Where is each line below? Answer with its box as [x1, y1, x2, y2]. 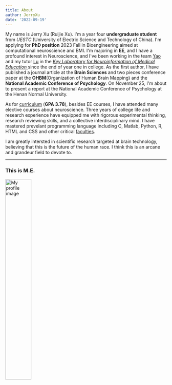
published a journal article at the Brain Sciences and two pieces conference [5, 69, 166, 76]
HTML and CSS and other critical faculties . [5, 129, 96, 135]
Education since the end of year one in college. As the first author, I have [5, 64, 159, 70]
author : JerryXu [5, 12, 40, 17]
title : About [5, 7, 33, 13]
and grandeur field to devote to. [5, 150, 73, 156]
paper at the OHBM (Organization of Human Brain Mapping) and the [5, 75, 147, 81]
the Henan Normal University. [5, 91, 68, 98]
